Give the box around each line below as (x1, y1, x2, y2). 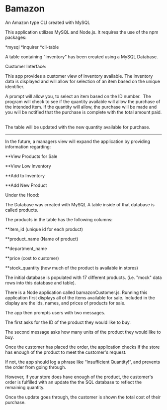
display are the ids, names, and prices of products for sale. (5, 300, 126, 306)
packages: (5, 34, 27, 40)
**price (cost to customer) (5, 255, 59, 261)
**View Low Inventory (5, 163, 51, 169)
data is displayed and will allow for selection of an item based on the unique (5, 78, 161, 84)
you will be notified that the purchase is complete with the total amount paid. (5, 109, 162, 115)
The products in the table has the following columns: (5, 216, 113, 222)
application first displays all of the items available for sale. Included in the (5, 294, 155, 300)
